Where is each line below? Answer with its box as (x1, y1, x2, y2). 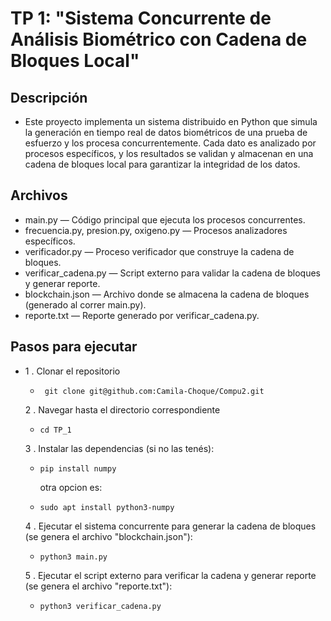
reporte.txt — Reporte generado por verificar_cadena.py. (24, 309, 260, 321)
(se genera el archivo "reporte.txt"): (24, 580, 173, 592)
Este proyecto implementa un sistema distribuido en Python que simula (24, 116, 318, 127)
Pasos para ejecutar (10, 338, 138, 356)
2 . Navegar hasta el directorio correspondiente (24, 403, 221, 416)
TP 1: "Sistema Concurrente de (10, 7, 272, 30)
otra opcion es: (39, 481, 103, 493)
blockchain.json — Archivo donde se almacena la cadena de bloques (24, 288, 310, 300)
